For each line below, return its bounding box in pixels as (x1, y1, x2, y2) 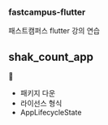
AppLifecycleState (19, 108, 82, 118)
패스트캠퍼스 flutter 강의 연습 (8, 26, 100, 36)
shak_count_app (8, 50, 93, 63)
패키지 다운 (19, 88, 56, 98)
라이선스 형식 (19, 98, 63, 108)
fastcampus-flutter (8, 6, 86, 18)
